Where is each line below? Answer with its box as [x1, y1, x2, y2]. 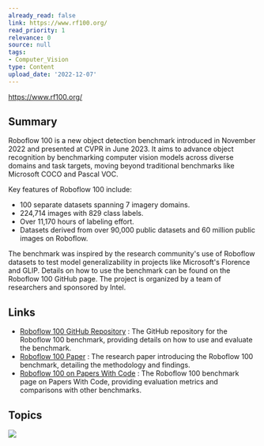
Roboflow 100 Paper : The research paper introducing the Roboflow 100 [19, 352, 254, 361]
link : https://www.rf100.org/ [8, 19, 108, 27]
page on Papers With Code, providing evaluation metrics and [19, 377, 219, 387]
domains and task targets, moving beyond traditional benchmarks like [8, 161, 235, 171]
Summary [8, 115, 58, 129]
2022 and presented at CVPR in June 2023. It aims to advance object [8, 144, 235, 154]
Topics [8, 408, 43, 421]
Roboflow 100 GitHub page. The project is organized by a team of [8, 274, 221, 284]
